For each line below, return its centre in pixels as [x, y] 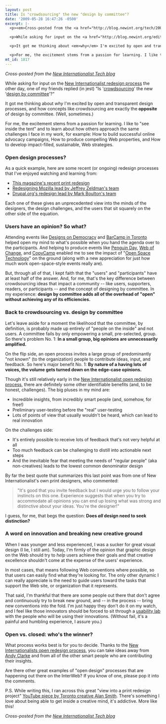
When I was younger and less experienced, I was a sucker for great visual [80, 544]
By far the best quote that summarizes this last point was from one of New [81, 475]
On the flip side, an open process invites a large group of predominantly [78, 354]
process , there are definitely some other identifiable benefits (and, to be [78, 384]
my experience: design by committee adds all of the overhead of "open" [80, 294]
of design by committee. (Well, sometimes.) [49, 114]
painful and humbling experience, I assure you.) [54, 621]
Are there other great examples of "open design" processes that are [74, 671]
